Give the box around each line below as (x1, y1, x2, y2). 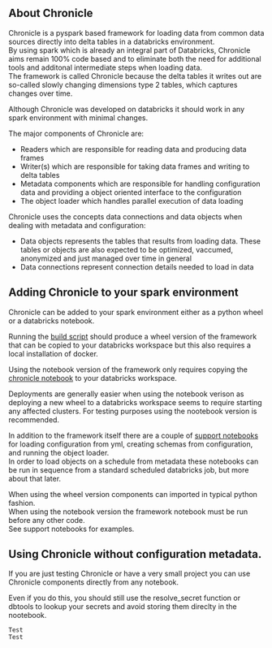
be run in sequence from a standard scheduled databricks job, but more (8, 464, 249, 474)
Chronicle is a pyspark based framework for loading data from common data (8, 28, 265, 37)
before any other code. (8, 515, 85, 525)
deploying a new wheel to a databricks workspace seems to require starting (8, 397, 262, 407)
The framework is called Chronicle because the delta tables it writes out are (8, 71, 262, 80)
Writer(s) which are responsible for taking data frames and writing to (19, 162, 250, 171)
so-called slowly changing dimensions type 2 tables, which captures (8, 80, 238, 89)
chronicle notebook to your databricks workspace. (8, 373, 177, 382)
